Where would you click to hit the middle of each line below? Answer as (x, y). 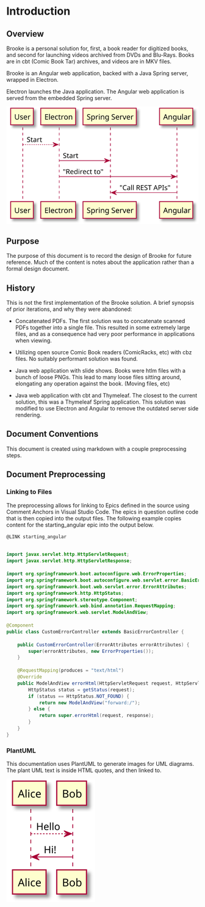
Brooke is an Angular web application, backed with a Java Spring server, (97, 73)
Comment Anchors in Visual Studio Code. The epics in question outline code (103, 512)
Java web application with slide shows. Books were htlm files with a (100, 370)
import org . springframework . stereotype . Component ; (72, 600)
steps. (14, 455)
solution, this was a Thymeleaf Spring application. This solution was (100, 402)
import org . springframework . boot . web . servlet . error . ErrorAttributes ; (97, 587)
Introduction (38, 11)
